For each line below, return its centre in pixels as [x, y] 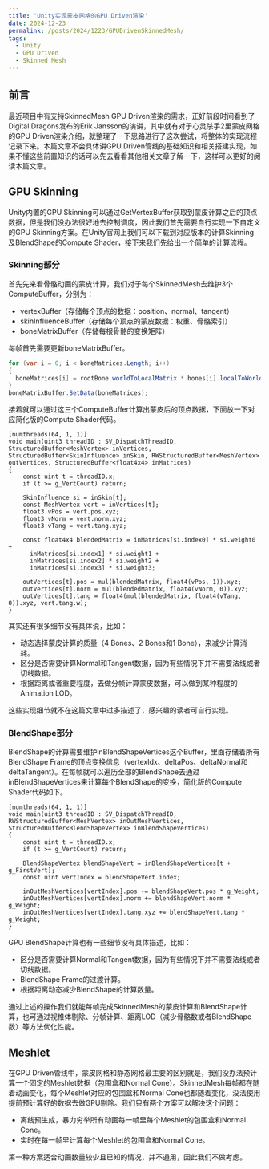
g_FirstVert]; [32, 871]
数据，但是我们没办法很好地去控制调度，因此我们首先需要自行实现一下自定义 [134, 222]
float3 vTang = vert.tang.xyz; [75, 526]
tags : [17, 38]
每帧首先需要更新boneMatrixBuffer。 [69, 348]
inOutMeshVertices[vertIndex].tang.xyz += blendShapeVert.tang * [134, 913]
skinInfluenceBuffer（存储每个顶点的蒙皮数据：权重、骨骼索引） [126, 321]
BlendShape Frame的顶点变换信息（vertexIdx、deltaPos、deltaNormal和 [128, 762]
